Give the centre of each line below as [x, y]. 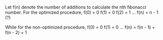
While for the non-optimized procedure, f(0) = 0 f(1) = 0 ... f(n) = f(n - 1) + [80, 27]
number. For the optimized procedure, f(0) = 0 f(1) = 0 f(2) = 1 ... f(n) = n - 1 [82, 12]
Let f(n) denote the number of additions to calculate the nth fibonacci [76, 7]
